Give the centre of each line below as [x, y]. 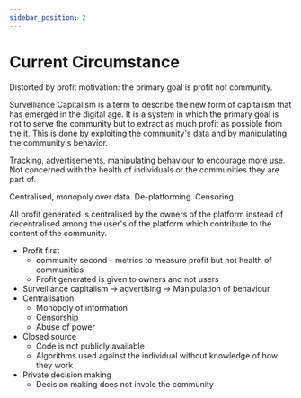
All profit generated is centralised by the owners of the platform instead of [146, 214]
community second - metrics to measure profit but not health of [154, 260]
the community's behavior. [58, 142]
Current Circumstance [94, 62]
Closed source [49, 336]
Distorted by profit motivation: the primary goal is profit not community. [141, 87]
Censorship [57, 317]
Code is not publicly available [90, 346]
